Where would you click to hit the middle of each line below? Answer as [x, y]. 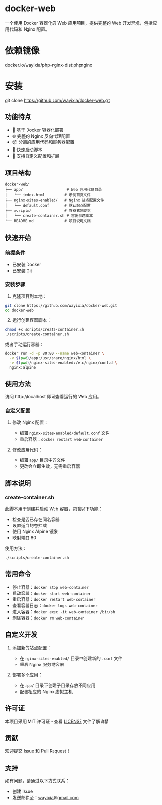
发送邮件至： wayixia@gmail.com [45, 798]
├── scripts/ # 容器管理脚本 [48, 211]
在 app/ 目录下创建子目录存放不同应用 [57, 685]
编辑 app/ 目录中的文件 [42, 460]
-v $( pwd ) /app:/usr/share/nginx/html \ [50, 358]
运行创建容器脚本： [32, 320]
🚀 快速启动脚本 [27, 150]
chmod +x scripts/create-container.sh [45, 330]
